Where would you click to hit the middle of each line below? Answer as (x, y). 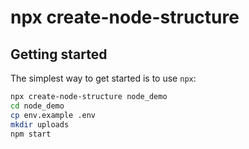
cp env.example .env (53, 115)
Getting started (59, 54)
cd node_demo (37, 106)
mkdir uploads (40, 124)
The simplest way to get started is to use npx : (103, 78)
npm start (31, 134)
